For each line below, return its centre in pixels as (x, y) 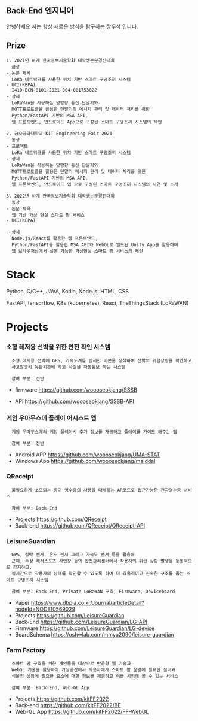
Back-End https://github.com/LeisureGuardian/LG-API (81, 622)
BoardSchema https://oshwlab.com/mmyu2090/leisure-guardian (94, 634)
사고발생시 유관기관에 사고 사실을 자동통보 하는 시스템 (69, 367)
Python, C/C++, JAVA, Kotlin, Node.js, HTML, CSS (68, 291)
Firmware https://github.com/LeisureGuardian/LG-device (85, 628)
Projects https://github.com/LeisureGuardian (69, 615)
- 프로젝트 (17, 146)
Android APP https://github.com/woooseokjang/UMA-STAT (87, 455)
